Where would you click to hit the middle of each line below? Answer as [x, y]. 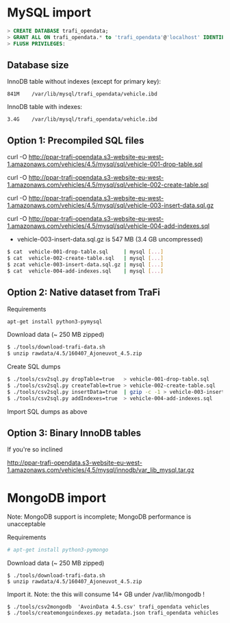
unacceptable [26, 524]
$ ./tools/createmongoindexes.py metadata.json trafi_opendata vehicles [113, 613]
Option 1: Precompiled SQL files [76, 140]
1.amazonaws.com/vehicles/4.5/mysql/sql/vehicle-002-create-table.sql [108, 185]
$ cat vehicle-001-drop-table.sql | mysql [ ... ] [86, 252]
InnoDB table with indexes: [45, 107]
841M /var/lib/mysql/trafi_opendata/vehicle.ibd [82, 94]
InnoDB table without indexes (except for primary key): [84, 82]
